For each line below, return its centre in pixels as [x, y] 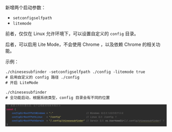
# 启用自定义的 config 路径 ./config [42, 77]
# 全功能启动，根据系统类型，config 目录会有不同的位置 [58, 98]
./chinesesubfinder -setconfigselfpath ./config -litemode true [75, 72]
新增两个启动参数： [26, 7]
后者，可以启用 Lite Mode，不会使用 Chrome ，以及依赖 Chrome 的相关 [81, 44]
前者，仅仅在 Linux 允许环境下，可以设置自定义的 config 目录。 [72, 34]
